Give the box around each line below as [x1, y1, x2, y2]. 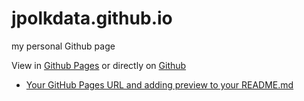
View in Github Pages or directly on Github [11, 59, 187, 71]
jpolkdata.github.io [11, 7, 173, 30]
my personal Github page [11, 40, 116, 52]
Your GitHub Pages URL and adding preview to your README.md [25, 78, 294, 91]
